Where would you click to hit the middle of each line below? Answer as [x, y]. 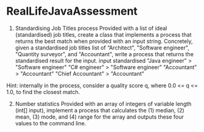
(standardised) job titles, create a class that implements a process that [103, 34]
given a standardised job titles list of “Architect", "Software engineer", [102, 48]
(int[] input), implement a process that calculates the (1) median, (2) [100, 110]
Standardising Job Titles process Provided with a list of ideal [91, 28]
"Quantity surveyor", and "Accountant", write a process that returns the [104, 54]
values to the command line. [51, 123]
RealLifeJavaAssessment [72, 11]
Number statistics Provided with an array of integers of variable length [103, 104]
